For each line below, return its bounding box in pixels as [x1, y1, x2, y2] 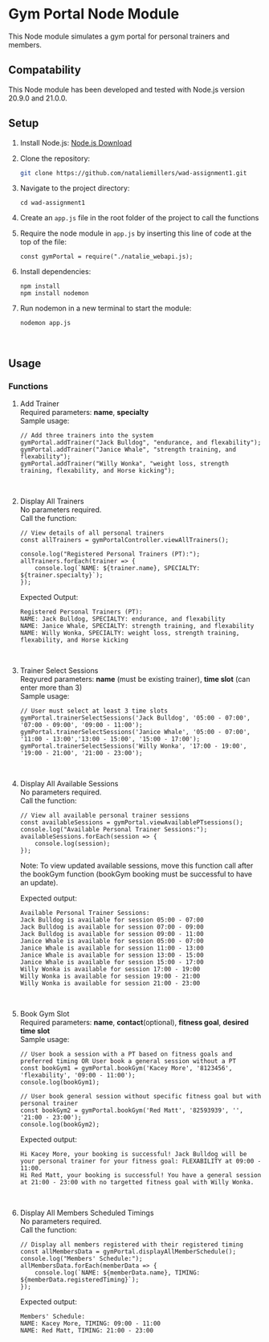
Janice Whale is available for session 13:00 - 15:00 [19, 951, 204, 959]
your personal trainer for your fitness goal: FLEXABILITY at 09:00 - [19, 1157, 262, 1166]
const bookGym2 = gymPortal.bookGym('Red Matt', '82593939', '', [19, 1106, 243, 1114]
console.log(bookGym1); [19, 1078, 100, 1086]
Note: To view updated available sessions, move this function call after [19, 861, 254, 871]
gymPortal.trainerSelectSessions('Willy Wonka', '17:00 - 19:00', [19, 742, 247, 750]
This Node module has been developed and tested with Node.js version [8, 84, 245, 94]
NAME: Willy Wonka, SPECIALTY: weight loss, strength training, [19, 629, 240, 638]
